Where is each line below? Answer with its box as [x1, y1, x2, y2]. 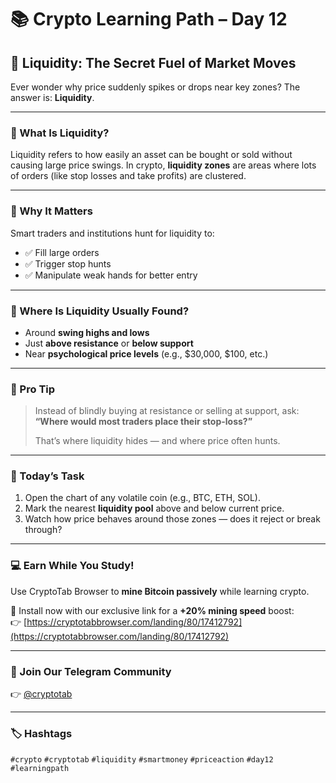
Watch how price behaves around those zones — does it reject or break [24, 513, 321, 525]
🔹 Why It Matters [10, 204, 93, 218]
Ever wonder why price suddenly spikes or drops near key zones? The [10, 81, 301, 93]
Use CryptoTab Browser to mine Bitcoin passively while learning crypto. [10, 585, 310, 597]
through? [24, 524, 63, 536]
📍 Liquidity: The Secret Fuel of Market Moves [10, 54, 297, 71]
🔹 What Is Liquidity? [10, 126, 110, 140]
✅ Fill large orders [24, 246, 100, 258]
